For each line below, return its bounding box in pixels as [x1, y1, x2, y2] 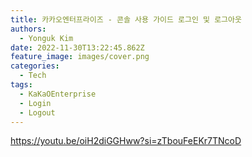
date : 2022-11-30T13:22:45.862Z [10, 42, 145, 53]
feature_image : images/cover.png [10, 52, 150, 62]
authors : [10, 24, 47, 34]
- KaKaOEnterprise [19, 89, 97, 99]
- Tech [19, 71, 47, 81]
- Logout [19, 107, 56, 118]
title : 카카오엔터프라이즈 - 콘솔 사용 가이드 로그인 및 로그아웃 [10, 14, 242, 25]
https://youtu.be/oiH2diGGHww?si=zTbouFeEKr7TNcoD [10, 135, 242, 147]
